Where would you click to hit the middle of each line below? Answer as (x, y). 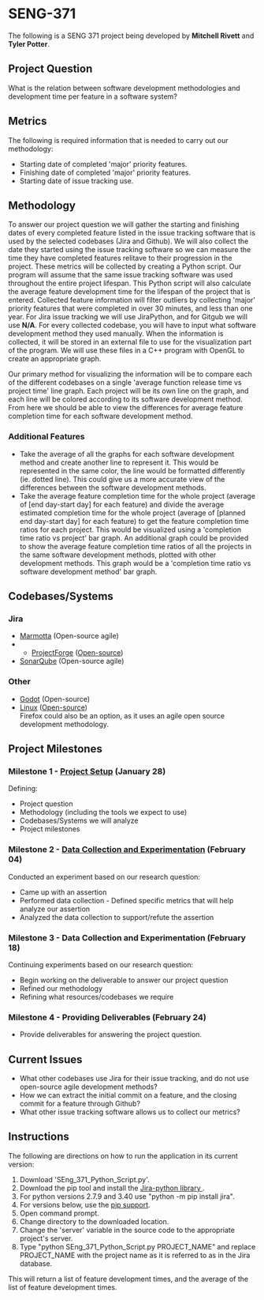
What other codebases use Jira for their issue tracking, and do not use (134, 1079)
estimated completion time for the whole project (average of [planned (132, 512)
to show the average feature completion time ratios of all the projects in (136, 546)
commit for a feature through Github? (80, 1104)
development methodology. (64, 724)
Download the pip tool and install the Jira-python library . (112, 1188)
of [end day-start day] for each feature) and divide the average (122, 504)
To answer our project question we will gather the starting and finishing (124, 224)
